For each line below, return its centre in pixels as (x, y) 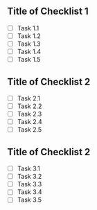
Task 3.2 (29, 177)
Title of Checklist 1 (48, 11)
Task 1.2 (29, 36)
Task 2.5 (29, 130)
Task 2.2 (29, 106)
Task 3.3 (29, 184)
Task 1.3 (29, 44)
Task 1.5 (29, 60)
